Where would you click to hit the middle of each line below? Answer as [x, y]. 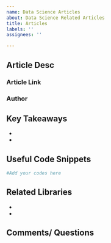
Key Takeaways [37, 118]
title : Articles [27, 23]
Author [17, 99]
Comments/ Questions [50, 233]
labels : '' [20, 29]
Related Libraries [39, 193]
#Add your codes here [34, 173]
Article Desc [30, 65]
